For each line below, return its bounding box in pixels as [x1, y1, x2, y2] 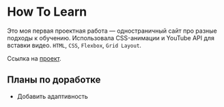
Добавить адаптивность [16, 92, 89, 100]
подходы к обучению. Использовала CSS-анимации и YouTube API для [7, 33, 215, 42]
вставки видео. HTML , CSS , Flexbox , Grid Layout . [7, 41, 142, 49]
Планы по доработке [7, 74, 101, 86]
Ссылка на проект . [7, 54, 61, 62]
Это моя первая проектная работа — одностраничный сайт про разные [7, 27, 217, 35]
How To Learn [7, 4, 87, 20]
